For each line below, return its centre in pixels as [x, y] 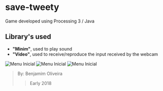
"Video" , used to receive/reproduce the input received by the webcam [85, 54]
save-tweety [32, 7]
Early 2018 [41, 83]
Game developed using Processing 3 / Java [50, 21]
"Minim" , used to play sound [42, 48]
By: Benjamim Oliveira [40, 73]
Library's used [28, 37]
